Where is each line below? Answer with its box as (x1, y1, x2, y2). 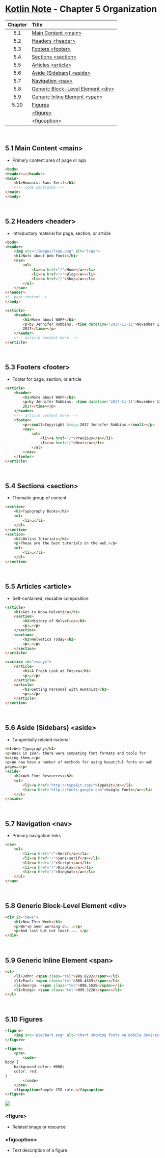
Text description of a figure (12, 1147, 68, 1153)
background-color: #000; (14, 1065, 65, 1070)
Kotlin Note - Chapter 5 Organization (5, 3, 157, 15)
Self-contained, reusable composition (12, 595, 88, 601)
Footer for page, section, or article (12, 376, 82, 382)
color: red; (14, 1069, 38, 1074)
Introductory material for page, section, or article (12, 230, 111, 236)
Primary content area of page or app (12, 157, 86, 163)
